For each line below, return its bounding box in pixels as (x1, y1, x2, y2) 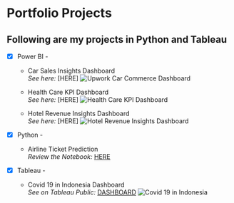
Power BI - (16, 52, 49, 61)
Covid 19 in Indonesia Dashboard (27, 180, 125, 189)
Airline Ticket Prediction (27, 145, 98, 154)
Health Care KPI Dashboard (27, 88, 109, 97)
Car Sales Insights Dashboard (27, 66, 116, 76)
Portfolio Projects (6, 5, 112, 21)
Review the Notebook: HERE (27, 152, 111, 161)
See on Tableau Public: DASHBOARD (27, 188, 137, 197)
